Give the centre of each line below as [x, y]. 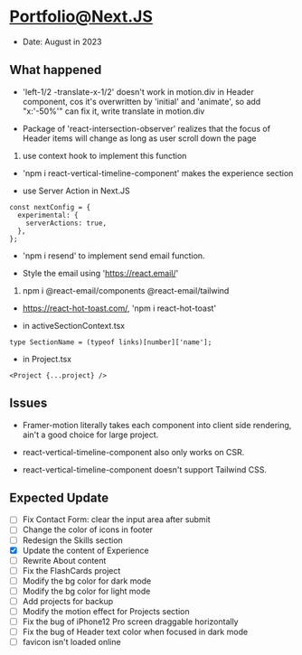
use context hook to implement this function [104, 155]
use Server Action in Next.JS [76, 191]
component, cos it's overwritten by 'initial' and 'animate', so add [142, 101]
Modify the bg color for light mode [86, 591]
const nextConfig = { [50, 207]
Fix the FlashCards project [71, 570]
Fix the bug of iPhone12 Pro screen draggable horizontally [130, 622]
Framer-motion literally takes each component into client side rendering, [157, 425]
